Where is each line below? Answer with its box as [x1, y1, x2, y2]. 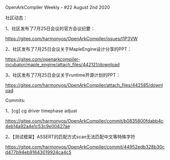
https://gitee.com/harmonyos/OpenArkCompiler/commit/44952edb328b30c [5, 144, 165, 150]
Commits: [5, 97, 25, 103]
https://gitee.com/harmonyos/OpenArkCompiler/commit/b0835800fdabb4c [5, 118, 164, 124]
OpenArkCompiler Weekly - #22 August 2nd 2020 [5, 5, 110, 10]
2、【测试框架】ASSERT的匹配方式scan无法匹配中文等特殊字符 [5, 134, 135, 140]
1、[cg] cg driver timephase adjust [5, 108, 77, 113]
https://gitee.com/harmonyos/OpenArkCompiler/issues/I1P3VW [5, 35, 138, 42]
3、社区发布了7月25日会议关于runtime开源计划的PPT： [5, 72, 121, 78]
